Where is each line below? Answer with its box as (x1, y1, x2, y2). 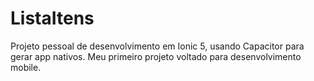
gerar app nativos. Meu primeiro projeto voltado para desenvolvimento (10, 50, 302, 62)
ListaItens (10, 7, 95, 30)
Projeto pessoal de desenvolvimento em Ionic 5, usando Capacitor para (10, 40, 305, 52)
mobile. (10, 61, 42, 73)
